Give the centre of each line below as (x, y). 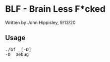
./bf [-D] (18, 49)
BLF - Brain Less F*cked (55, 9)
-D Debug (17, 54)
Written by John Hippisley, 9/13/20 (40, 22)
